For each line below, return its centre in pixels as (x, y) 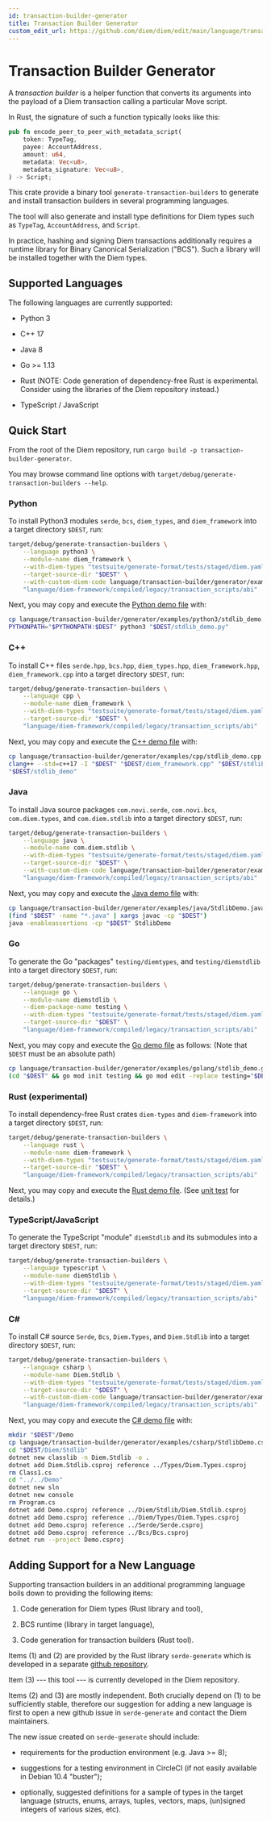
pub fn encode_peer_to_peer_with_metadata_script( (95, 132)
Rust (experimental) (48, 1096)
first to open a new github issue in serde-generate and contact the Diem (128, 1713)
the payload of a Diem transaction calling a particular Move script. (118, 102)
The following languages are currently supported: (91, 302)
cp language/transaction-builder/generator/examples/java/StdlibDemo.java (137, 908)
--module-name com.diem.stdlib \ (79, 848)
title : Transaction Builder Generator (73, 23)
